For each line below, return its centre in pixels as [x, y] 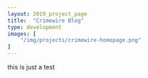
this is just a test [31, 67]
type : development [35, 27]
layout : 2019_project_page [47, 14]
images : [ [22, 34]
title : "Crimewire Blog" [46, 21]
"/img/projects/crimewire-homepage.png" [81, 40]
